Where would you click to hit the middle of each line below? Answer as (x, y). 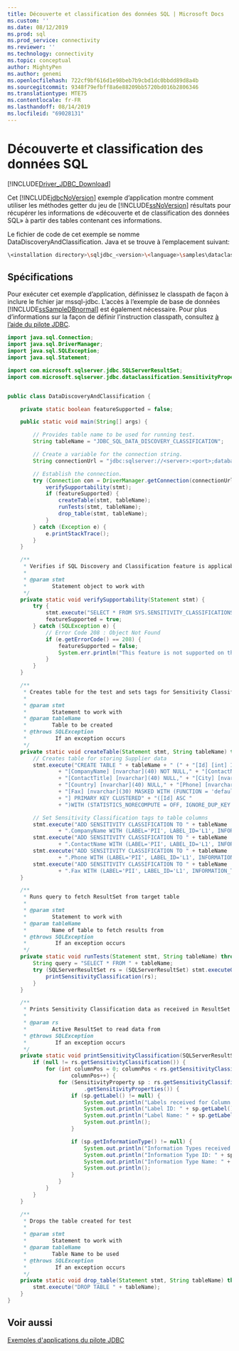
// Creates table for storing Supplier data (100, 758)
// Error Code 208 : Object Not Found (103, 632)
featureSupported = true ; (84, 619)
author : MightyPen (34, 67)
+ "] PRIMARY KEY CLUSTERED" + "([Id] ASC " (125, 798)
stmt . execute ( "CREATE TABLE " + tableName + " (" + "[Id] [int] (130, 765)
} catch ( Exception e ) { (70, 527)
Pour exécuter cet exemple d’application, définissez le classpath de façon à (118, 294)
